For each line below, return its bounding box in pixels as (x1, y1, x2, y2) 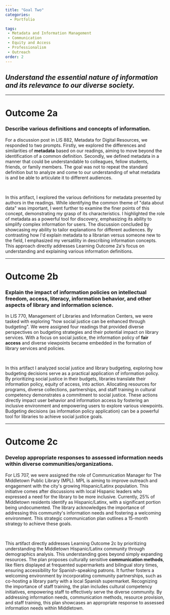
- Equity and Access (7, 40, 51, 46)
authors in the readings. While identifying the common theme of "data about (5, 199, 164, 206)
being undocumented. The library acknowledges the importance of (5, 504, 145, 510)
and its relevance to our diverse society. (5, 81, 135, 89)
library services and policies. (5, 346, 65, 352)
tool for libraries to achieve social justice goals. (5, 414, 103, 420)
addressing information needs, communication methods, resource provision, (5, 594, 164, 600)
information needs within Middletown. (5, 605, 84, 611)
